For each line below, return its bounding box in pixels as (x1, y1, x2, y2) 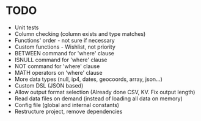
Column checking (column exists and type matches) (14, 30, 146, 37)
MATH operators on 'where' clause (14, 69, 103, 76)
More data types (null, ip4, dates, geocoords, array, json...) (14, 75, 163, 83)
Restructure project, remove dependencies (14, 108, 123, 115)
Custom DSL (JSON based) (14, 81, 84, 89)
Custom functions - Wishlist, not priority (14, 43, 115, 50)
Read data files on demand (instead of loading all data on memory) (14, 95, 183, 102)
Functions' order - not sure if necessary (14, 36, 115, 44)
